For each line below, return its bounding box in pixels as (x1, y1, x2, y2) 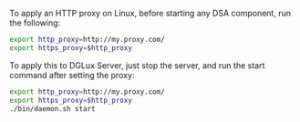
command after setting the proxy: (9, 69, 135, 80)
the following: (9, 17, 61, 28)
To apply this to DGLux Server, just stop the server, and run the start (9, 59, 265, 71)
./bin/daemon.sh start (9, 104, 96, 113)
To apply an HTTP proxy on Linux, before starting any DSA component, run (9, 8, 292, 18)
